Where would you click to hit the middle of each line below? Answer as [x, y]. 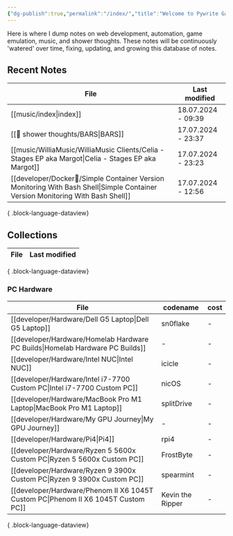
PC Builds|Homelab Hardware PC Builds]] [78, 348]
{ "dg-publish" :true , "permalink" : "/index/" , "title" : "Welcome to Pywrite [113, 14]
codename [181, 307]
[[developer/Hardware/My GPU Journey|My [82, 419]
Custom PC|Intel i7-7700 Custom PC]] [75, 388]
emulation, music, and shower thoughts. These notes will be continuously [112, 41]
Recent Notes [37, 70]
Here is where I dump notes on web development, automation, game [105, 33]
